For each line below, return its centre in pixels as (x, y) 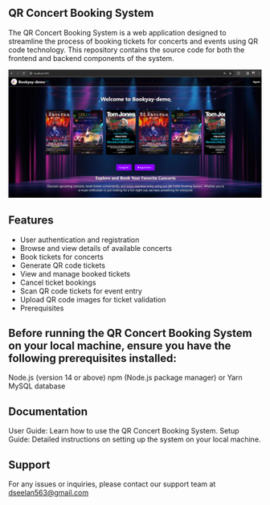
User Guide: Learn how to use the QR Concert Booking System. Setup (124, 431)
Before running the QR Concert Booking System (130, 333)
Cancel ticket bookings (58, 282)
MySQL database (37, 386)
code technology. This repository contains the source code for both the (127, 49)
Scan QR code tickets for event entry (81, 291)
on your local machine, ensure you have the (120, 345)
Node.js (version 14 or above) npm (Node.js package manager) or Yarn (125, 378)
